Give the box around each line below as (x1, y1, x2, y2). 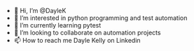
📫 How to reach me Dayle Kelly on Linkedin (13, 37, 141, 44)
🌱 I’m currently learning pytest (13, 21, 102, 29)
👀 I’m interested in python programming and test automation (13, 14, 188, 22)
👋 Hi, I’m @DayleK (13, 7, 67, 14)
